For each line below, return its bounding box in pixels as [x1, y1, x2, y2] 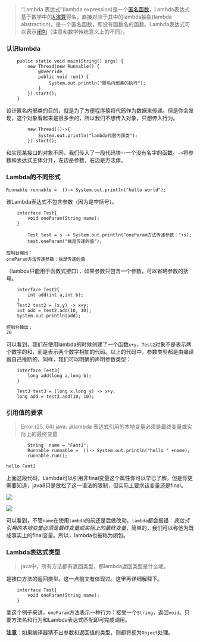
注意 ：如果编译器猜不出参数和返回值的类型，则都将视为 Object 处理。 [6, 629, 174, 636]
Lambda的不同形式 [6, 173, 61, 181]
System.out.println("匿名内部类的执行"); [48, 80, 146, 86]
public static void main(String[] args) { [17, 58, 124, 64]
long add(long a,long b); [27, 372, 92, 379]
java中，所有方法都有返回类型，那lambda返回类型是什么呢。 [20, 563, 170, 570]
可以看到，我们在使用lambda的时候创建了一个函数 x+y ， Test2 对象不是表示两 [6, 341, 192, 348]
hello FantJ [6, 463, 36, 469]
